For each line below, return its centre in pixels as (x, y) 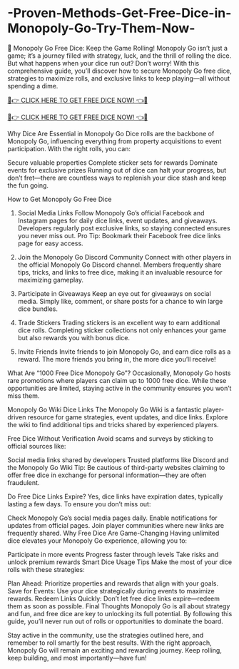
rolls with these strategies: (46, 569)
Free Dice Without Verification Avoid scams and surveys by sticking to (111, 438)
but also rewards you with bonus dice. (74, 337)
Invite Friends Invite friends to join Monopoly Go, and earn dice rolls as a (124, 352)
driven (17, 417)
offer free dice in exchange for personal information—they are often (107, 475)
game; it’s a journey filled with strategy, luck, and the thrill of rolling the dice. (119, 56)
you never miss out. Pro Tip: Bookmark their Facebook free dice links (119, 235)
